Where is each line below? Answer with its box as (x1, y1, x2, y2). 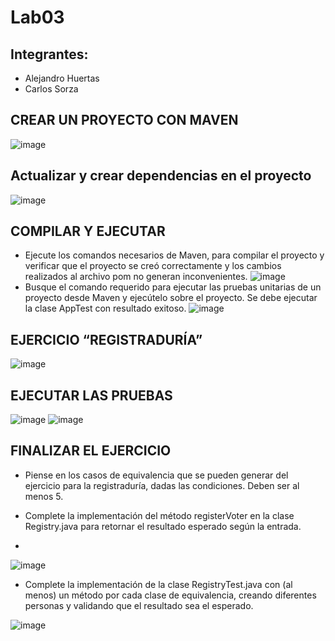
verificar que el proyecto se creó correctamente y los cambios (24, 260, 282, 272)
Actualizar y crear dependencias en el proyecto (10, 167, 312, 185)
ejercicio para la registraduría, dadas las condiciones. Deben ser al (24, 479, 300, 491)
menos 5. (24, 490, 64, 502)
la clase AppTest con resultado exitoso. (24, 302, 187, 315)
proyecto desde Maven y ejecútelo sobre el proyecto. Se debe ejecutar (24, 292, 318, 304)
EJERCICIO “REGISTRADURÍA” (10, 331, 203, 348)
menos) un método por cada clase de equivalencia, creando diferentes (24, 589, 317, 601)
